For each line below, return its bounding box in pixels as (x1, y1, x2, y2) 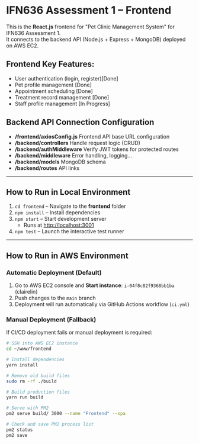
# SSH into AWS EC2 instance (6, 340, 78, 346)
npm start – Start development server (14, 215, 107, 223)
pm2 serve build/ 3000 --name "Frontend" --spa (6, 411, 126, 417)
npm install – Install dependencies (14, 209, 101, 216)
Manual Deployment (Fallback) (6, 315, 97, 323)
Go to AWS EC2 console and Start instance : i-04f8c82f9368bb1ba (14, 282, 175, 289)
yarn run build (6, 394, 44, 400)
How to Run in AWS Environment (6, 250, 129, 260)
